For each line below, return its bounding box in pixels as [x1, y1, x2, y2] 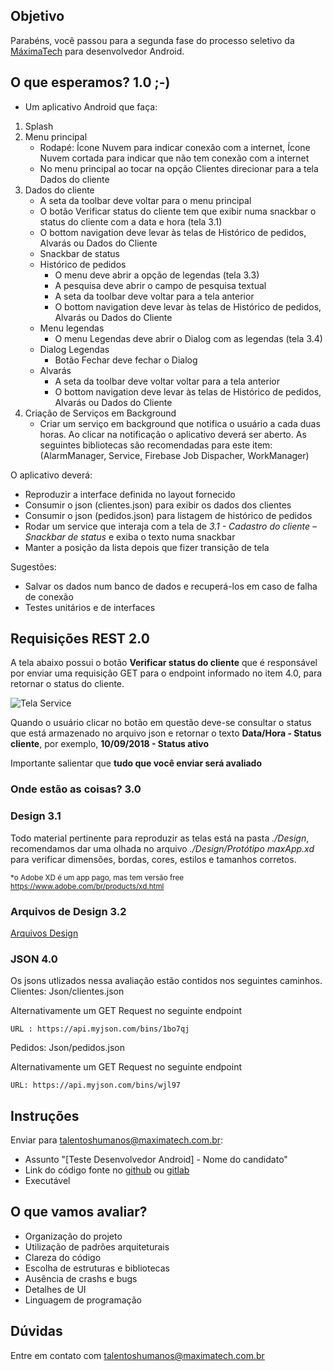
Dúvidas [10, 1323, 63, 1340]
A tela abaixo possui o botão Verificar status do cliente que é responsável [10, 657, 318, 669]
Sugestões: [10, 560, 57, 573]
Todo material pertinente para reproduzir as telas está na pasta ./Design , [10, 832, 310, 844]
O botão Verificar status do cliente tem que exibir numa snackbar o [39, 205, 317, 217]
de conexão [24, 590, 74, 603]
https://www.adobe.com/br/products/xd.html [10, 881, 165, 891]
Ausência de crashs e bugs [24, 1272, 138, 1284]
